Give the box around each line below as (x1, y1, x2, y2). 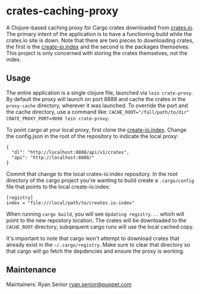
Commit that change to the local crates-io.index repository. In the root (6, 170, 178, 177)
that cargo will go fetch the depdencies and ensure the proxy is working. (6, 247, 185, 254)
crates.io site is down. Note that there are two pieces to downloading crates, (6, 37, 194, 44)
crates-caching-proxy (6, 4, 118, 18)
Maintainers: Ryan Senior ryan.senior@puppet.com (6, 280, 132, 288)
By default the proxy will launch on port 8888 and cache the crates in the (6, 95, 186, 102)
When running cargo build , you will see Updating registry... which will (6, 210, 184, 217)
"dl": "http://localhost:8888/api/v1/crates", (11, 149, 130, 155)
